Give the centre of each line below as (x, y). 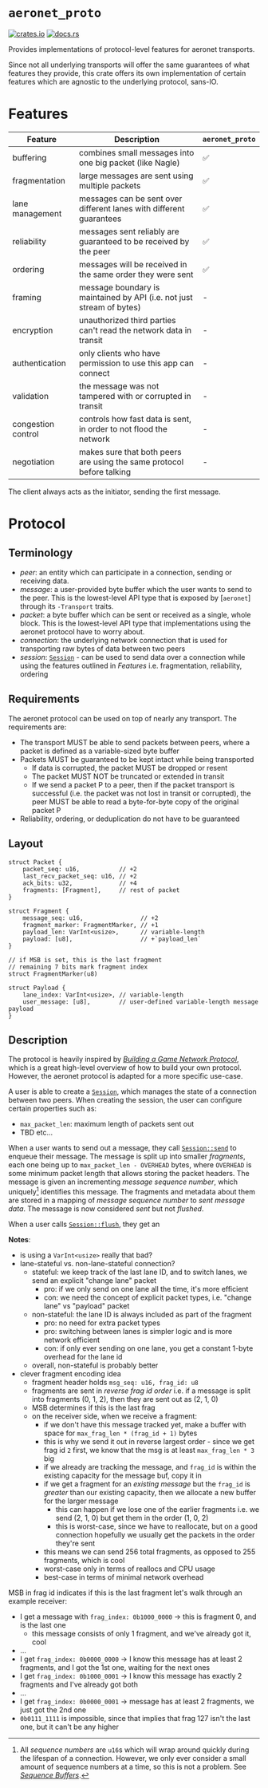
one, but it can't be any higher (69, 1727)
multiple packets (110, 185)
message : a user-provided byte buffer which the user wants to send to (136, 589)
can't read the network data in (135, 330)
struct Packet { (35, 862)
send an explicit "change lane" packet (94, 1280)
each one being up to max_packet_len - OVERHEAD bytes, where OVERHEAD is (130, 1165)
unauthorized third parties (128, 320)
